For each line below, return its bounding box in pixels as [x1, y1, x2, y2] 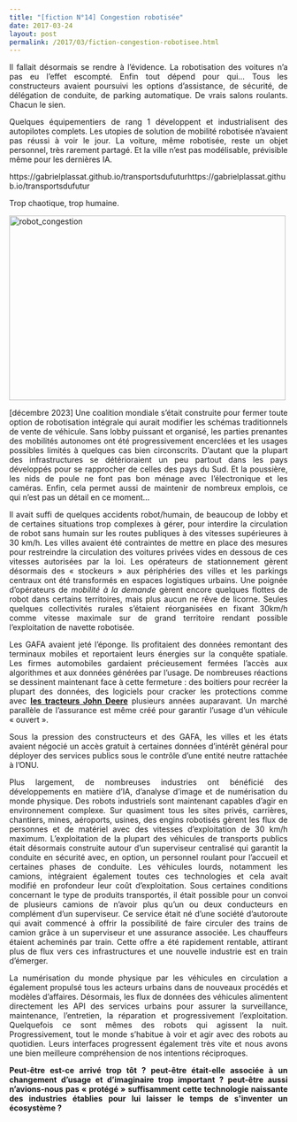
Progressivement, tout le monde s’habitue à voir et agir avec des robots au [9, 1029, 288, 1040]
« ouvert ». [9, 714, 49, 726]
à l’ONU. [9, 760, 40, 771]
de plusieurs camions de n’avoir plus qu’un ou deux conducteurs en [9, 899, 288, 910]
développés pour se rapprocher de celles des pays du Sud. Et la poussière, [9, 464, 288, 474]
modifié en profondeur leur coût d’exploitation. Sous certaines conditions [9, 880, 288, 891]
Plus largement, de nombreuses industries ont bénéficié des [9, 777, 288, 788]
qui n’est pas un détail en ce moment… [9, 492, 150, 503]
